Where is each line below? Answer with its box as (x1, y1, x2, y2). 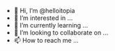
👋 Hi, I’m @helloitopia (13, 7, 75, 14)
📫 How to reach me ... (13, 37, 79, 44)
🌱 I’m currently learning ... (13, 21, 89, 29)
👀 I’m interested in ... (13, 14, 73, 22)
